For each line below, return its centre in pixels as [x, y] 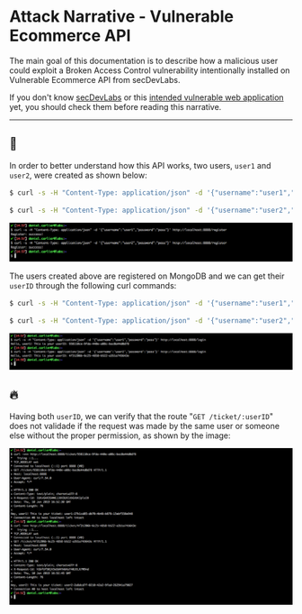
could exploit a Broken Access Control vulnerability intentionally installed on [150, 70]
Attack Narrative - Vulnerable [121, 17]
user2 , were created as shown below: [79, 175]
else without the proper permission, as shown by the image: [120, 435]
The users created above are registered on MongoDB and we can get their [147, 276]
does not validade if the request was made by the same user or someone [145, 426]
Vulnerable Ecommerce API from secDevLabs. [95, 79]
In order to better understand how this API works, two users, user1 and [140, 165]
